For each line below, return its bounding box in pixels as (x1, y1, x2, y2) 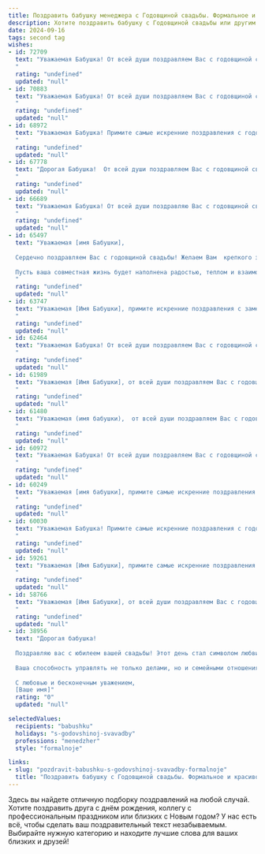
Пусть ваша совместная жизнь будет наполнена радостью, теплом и (15, 268, 235, 276)
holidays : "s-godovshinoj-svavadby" (15, 729, 136, 737)
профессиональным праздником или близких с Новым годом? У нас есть (8, 811, 257, 821)
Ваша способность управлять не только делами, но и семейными (15, 664, 224, 672)
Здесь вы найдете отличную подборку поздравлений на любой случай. (8, 794, 250, 804)
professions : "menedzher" (15, 737, 101, 745)
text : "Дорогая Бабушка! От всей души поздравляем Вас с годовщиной (15, 166, 248, 173)
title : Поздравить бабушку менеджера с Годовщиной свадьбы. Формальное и (8, 11, 256, 20)
